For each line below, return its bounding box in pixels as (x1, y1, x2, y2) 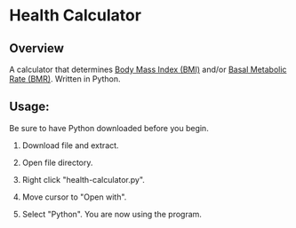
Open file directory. (21, 157, 93, 168)
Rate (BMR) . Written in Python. (9, 74, 122, 84)
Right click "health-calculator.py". (21, 174, 145, 185)
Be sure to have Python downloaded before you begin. (9, 122, 209, 133)
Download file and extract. (21, 139, 119, 151)
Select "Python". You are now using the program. (21, 208, 203, 219)
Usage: (9, 99, 51, 114)
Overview (9, 41, 65, 56)
